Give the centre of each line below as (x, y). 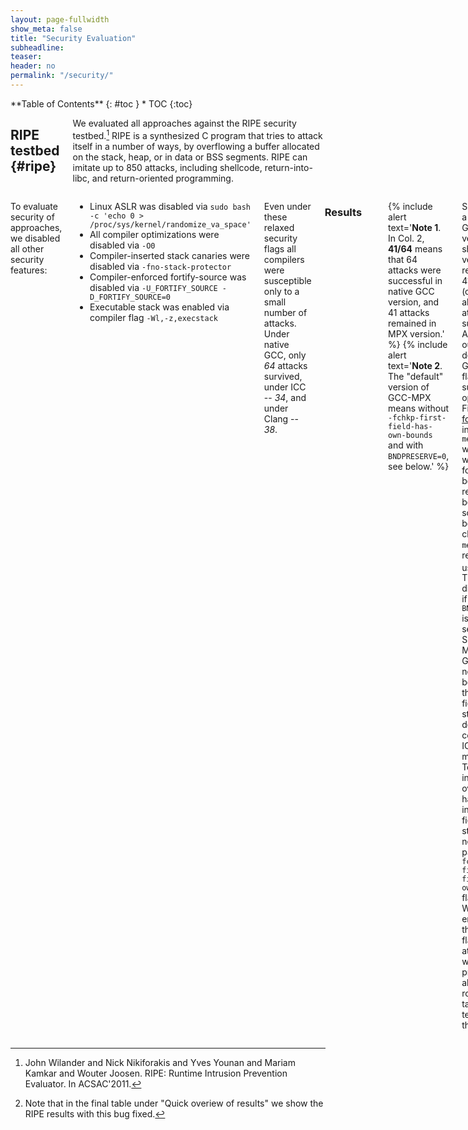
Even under (287, 206)
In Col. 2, (406, 238)
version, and (414, 302)
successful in (415, 280)
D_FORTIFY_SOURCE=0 (130, 297)
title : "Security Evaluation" (73, 38)
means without (419, 408)
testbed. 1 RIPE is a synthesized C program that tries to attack (197, 134)
